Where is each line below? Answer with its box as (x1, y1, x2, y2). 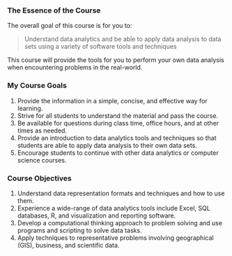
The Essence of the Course (7, 6, 101, 15)
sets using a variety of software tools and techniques (24, 43, 177, 51)
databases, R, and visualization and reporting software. (17, 211, 176, 220)
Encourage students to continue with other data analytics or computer (17, 149, 219, 157)
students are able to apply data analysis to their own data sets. (17, 141, 197, 149)
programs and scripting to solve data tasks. (17, 226, 142, 234)
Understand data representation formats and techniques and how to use (17, 189, 225, 197)
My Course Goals (7, 81, 68, 91)
